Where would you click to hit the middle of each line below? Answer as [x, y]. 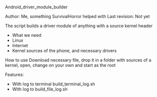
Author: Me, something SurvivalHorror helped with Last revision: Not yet [78, 16]
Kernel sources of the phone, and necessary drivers [64, 51]
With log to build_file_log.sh [40, 89]
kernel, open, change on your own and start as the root [60, 65]
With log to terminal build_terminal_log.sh [53, 84]
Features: [15, 74]
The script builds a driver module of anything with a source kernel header [79, 26]
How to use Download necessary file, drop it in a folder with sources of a [78, 60]
